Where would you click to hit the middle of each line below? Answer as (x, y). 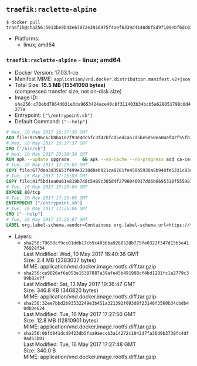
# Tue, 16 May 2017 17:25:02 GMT (47, 165)
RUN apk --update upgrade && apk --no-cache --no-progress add (90, 160)
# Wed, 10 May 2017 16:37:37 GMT (47, 143)
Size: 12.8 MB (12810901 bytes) (61, 320)
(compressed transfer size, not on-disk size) (68, 92)
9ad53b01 (34, 338)
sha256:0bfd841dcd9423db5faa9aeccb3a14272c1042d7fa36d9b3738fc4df (106, 333)
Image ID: (26, 98)
